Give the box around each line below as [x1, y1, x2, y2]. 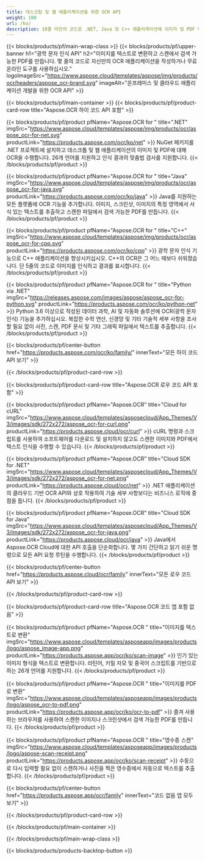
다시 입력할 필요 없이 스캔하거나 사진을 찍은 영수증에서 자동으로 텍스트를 [12, 765, 184, 772]
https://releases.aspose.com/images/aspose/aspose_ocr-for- [30, 294, 185, 301]
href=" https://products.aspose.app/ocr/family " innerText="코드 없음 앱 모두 [6, 792, 193, 799]
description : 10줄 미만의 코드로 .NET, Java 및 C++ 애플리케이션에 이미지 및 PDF [6, 26, 195, 32]
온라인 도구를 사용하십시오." [6, 65, 72, 73]
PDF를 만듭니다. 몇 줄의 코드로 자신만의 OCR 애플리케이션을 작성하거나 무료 [17, 57, 197, 65]
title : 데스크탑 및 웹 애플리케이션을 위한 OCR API [6, 9, 121, 15]
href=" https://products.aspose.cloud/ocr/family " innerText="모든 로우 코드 [6, 571, 192, 578]
